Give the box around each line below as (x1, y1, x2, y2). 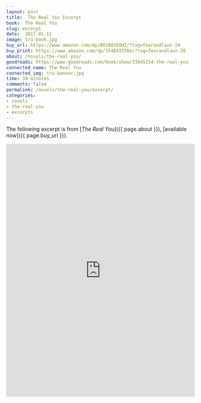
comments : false (6, 82, 47, 88)
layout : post (6, 8, 39, 15)
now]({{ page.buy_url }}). (6, 132, 68, 139)
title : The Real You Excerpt (6, 14, 82, 20)
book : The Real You (6, 20, 58, 26)
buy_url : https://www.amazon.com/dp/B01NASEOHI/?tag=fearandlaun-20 (6, 43, 181, 49)
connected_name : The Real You (6, 64, 82, 71)
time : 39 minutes (6, 76, 50, 82)
